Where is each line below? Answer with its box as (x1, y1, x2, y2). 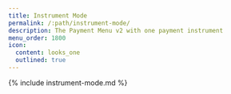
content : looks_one (15, 49, 81, 57)
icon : (8, 41, 26, 49)
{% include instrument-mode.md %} (8, 77, 128, 88)
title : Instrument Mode (8, 11, 88, 20)
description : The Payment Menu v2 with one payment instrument (8, 26, 224, 34)
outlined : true (15, 57, 66, 65)
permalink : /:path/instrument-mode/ (8, 19, 130, 27)
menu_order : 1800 (8, 33, 66, 42)
